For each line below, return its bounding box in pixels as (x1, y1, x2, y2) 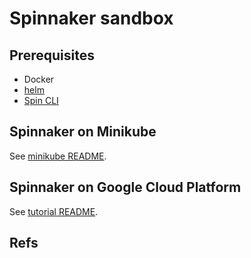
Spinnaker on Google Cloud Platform (9, 179, 242, 196)
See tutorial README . (9, 205, 99, 217)
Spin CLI (23, 95, 59, 106)
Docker (23, 73, 55, 85)
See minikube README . (9, 150, 107, 162)
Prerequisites (9, 47, 95, 64)
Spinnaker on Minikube (9, 123, 157, 141)
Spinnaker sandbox (9, 7, 174, 30)
